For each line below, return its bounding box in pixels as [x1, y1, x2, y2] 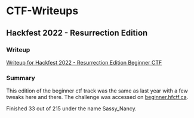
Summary [6, 74, 36, 82]
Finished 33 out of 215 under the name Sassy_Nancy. [6, 105, 137, 112]
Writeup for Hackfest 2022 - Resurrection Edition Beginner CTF [6, 59, 162, 66]
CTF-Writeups [6, 4, 79, 18]
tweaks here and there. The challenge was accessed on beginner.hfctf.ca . [6, 94, 189, 101]
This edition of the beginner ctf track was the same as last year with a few [6, 87, 188, 94]
